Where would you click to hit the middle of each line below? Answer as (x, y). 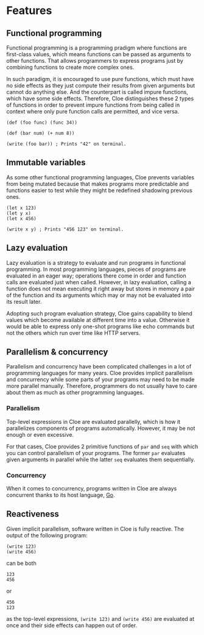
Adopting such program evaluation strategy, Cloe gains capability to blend (100, 313)
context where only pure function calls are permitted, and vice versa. (93, 111)
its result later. (24, 301)
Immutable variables (46, 163)
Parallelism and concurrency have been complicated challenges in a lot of (99, 367)
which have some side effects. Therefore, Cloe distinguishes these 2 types (100, 99)
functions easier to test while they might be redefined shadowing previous (100, 190)
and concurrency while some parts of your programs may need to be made (100, 379)
